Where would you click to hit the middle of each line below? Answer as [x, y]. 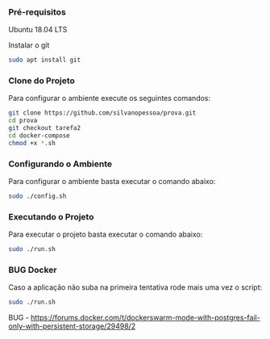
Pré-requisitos [37, 12]
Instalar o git [29, 45]
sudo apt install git [45, 60]
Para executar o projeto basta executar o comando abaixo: [106, 234]
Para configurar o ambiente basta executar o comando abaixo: [112, 182]
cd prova [23, 121]
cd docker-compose [39, 136]
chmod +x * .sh [32, 143]
